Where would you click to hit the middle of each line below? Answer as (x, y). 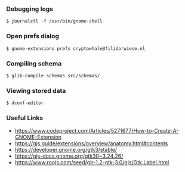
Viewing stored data (36, 90)
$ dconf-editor (25, 103)
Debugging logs (30, 9)
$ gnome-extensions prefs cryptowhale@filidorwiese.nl (76, 49)
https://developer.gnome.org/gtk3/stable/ (66, 150)
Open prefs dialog (33, 36)
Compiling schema (34, 63)
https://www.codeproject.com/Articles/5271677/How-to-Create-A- (97, 131)
